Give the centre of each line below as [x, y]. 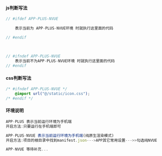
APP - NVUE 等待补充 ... [27, 149]
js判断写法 [17, 8]
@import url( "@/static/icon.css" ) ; [53, 94]
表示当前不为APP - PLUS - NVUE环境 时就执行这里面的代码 [65, 61]
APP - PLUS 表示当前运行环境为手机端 [39, 121]
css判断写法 [19, 78]
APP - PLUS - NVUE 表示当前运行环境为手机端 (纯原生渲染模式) [60, 135]
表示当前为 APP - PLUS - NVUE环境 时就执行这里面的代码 [64, 28]
